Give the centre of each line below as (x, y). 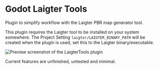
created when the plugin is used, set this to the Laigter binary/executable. (79, 42)
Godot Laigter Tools (46, 9)
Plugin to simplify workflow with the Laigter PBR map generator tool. (74, 23)
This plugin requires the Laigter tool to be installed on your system (72, 32)
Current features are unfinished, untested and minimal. (61, 61)
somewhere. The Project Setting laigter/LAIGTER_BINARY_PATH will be (75, 37)
